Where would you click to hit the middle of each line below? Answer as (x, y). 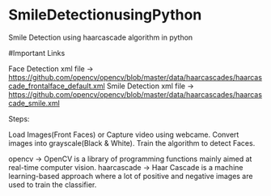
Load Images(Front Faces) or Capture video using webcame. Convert (124, 134)
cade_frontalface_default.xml (57, 86)
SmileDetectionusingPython (105, 15)
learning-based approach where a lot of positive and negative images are (131, 176)
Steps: (19, 118)
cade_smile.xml (34, 103)
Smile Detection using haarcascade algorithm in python (101, 37)
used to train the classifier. (53, 185)
